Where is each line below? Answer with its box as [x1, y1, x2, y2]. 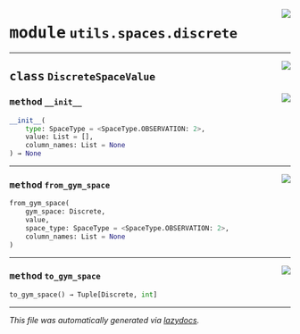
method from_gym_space [9, 179, 111, 191]
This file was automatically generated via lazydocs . [9, 314, 200, 325]
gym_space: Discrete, [25, 207, 105, 216]
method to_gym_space [9, 271, 101, 282]
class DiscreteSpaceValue [9, 70, 156, 84]
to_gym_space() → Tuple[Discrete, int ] [9, 290, 158, 299]
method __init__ [9, 96, 82, 108]
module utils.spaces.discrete [9, 23, 238, 43]
